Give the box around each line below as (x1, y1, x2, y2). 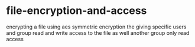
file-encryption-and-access (6, 4, 147, 17)
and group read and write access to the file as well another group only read (6, 29, 190, 36)
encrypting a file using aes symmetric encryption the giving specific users (6, 23, 187, 30)
